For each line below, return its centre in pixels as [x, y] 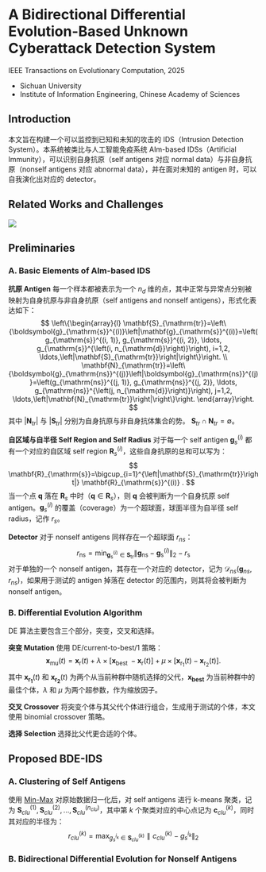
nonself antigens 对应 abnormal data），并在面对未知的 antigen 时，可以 [139, 169]
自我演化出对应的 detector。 [54, 179]
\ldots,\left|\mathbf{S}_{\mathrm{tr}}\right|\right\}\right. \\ [133, 357]
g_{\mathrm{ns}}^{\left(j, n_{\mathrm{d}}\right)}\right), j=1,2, [133, 391]
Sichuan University [50, 86]
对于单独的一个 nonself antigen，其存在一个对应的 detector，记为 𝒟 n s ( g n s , [130, 570]
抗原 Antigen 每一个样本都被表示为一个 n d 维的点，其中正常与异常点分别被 [130, 290]
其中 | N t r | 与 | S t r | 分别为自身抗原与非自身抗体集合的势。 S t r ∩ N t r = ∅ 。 [124, 422]
